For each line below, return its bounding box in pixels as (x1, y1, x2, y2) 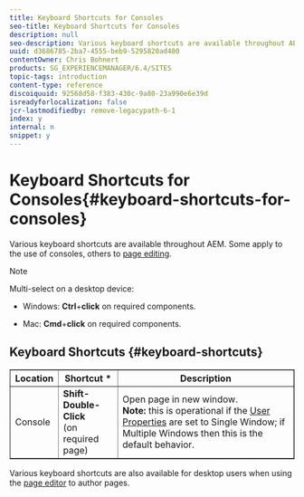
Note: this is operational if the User (121, 404, 271, 416)
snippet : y (9, 131, 51, 140)
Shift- (62, 387, 90, 399)
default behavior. (121, 438, 195, 451)
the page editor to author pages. (9, 477, 130, 488)
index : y (9, 114, 43, 123)
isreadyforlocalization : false (9, 97, 128, 107)
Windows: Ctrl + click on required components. (22, 301, 196, 311)
